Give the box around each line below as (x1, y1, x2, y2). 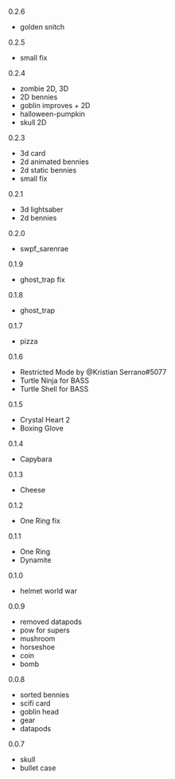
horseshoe (19, 642, 56, 652)
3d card (19, 149, 46, 158)
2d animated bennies (19, 157, 89, 166)
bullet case (19, 763, 56, 773)
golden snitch (19, 22, 65, 31)
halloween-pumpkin (19, 109, 86, 119)
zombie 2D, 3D (19, 84, 69, 93)
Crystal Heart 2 (19, 415, 70, 424)
